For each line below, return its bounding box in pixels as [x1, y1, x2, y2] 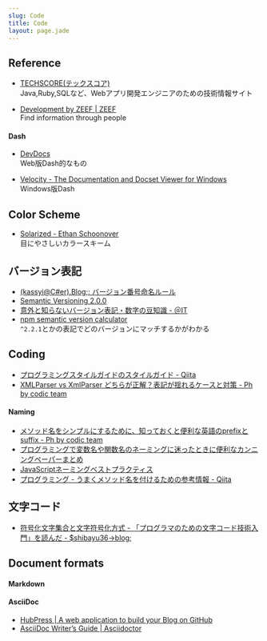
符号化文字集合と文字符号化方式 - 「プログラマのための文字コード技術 [19, 523, 252, 532]
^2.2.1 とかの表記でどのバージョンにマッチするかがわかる [19, 324, 210, 334]
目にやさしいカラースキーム [19, 238, 111, 248]
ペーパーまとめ [34, 455, 84, 464]
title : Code [8, 19, 48, 27]
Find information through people [19, 113, 126, 122]
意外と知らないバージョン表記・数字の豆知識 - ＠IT [19, 306, 188, 315]
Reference [8, 56, 62, 70]
